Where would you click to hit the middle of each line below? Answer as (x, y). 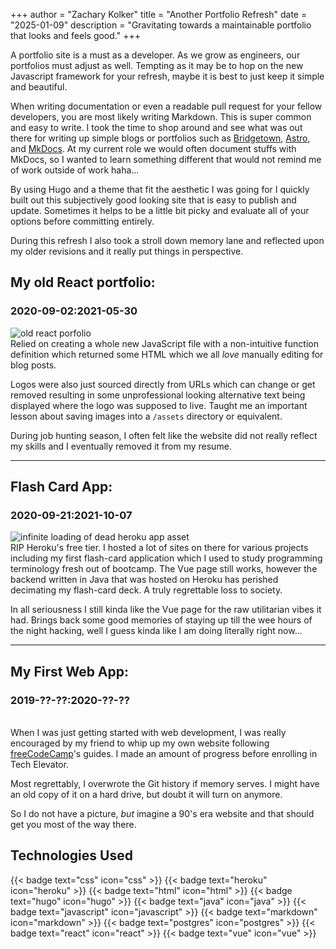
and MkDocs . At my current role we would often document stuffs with (153, 148)
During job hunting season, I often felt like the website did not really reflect (164, 435)
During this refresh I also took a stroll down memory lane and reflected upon (167, 240)
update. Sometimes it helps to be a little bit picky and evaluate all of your (160, 210)
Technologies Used (71, 855)
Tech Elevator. (39, 765)
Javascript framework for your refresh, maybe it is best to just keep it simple (167, 76)
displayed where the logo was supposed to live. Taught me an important (159, 405)
